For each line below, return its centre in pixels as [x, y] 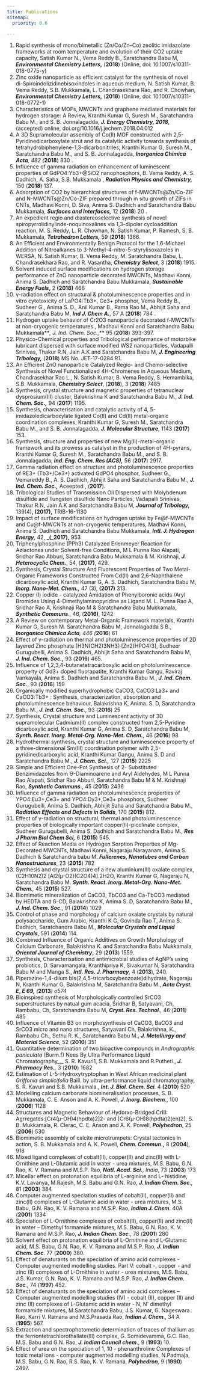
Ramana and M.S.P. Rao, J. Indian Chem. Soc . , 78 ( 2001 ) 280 [92, 1234]
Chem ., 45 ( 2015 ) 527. [43, 889]
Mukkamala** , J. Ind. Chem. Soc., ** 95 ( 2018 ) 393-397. [85, 333]
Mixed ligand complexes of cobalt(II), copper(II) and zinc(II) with [95, 1157]
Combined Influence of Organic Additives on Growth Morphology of [99, 940]
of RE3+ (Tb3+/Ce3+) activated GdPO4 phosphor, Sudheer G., [93, 473]
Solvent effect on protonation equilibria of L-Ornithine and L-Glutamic [101, 1240]
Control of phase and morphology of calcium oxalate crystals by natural [104, 914]
